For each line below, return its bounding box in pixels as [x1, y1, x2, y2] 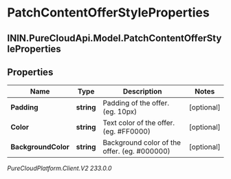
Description [122, 87, 162, 96]
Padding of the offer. [102, 98, 170, 108]
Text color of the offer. [102, 118, 175, 128]
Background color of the [102, 138, 181, 147]
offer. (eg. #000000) [102, 147, 170, 156]
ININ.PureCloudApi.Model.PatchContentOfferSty [7, 32, 222, 44]
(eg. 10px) [102, 107, 137, 116]
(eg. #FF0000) [102, 127, 151, 136]
